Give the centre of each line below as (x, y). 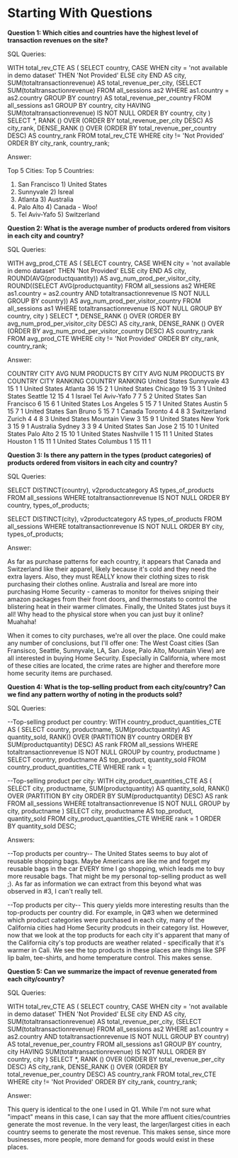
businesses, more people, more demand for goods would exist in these (111, 1139)
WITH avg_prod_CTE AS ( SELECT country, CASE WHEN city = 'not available (119, 263)
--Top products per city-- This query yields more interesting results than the (118, 905)
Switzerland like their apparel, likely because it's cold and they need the (112, 569)
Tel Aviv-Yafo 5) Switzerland (59, 214)
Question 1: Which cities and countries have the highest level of (103, 33)
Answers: (21, 840)
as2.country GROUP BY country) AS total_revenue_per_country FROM (109, 98)
